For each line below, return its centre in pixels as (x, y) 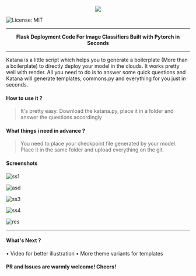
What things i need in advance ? (46, 130)
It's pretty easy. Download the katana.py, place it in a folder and (97, 111)
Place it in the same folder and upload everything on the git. (92, 150)
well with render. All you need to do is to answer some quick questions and (96, 72)
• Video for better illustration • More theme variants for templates (85, 253)
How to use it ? (24, 98)
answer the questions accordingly (61, 118)
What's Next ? (24, 240)
